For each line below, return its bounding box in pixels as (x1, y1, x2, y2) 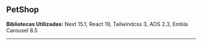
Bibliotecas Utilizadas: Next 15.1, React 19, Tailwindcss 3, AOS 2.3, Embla (6, 20, 188, 27)
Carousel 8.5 (6, 27, 38, 34)
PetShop (6, 5, 39, 15)
